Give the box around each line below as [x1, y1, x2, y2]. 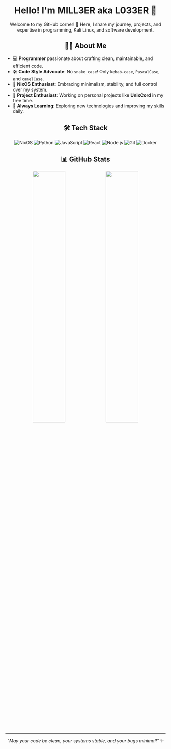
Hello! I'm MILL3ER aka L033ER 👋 [14, 5, 157, 16]
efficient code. [12, 63, 43, 69]
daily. [12, 108, 24, 114]
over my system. [12, 86, 48, 93]
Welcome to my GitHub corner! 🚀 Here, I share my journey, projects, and [10, 21, 161, 27]
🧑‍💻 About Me [64, 42, 107, 50]
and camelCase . [12, 76, 44, 82]
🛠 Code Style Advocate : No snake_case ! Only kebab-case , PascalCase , [12, 68, 160, 74]
